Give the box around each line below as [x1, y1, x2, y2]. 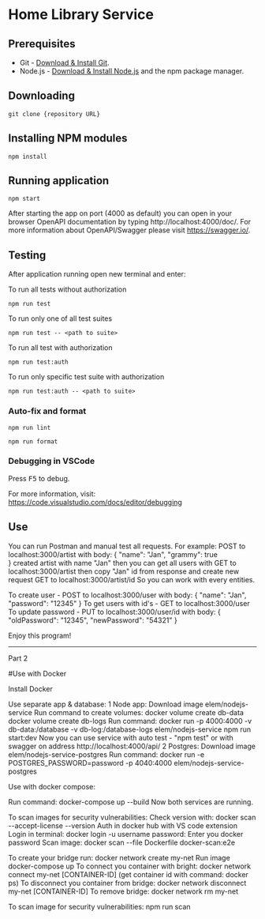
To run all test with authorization [8, 343, 113, 352]
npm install [8, 153, 47, 160]
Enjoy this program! [8, 631, 72, 640]
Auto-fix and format [8, 405, 87, 416]
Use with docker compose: [8, 782, 96, 791]
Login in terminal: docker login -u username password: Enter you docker [8, 829, 244, 838]
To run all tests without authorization [8, 284, 127, 294]
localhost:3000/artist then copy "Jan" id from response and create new [8, 567, 239, 576]
